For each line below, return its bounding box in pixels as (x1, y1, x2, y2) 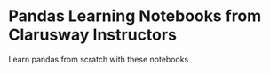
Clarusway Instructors (8, 25, 177, 45)
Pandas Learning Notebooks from (8, 6, 262, 26)
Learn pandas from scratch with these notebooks (8, 54, 189, 64)
